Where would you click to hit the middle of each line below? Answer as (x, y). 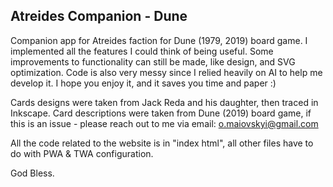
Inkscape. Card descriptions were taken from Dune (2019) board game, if (161, 113)
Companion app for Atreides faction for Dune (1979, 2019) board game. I (159, 40)
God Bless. (32, 173)
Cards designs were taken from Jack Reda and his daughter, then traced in (164, 102)
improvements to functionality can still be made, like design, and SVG (153, 61)
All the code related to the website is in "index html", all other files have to (162, 143)
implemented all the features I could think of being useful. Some (142, 51)
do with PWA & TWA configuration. (82, 153)
